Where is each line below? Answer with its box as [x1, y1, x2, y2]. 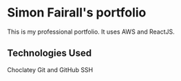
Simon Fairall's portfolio [7, 5, 147, 21]
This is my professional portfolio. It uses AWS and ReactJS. [7, 27, 175, 36]
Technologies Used [7, 47, 92, 59]
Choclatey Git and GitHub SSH [7, 65, 94, 73]
